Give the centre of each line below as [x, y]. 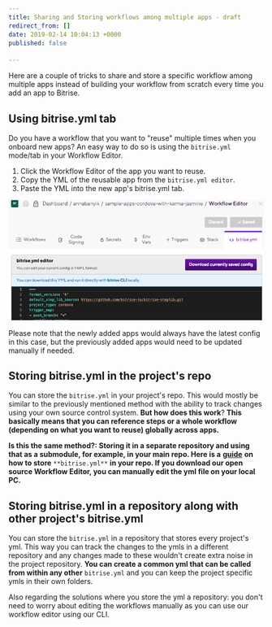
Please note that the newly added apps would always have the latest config [134, 333]
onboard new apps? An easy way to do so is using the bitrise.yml [120, 146]
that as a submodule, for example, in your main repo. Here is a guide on [131, 455]
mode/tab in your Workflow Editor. [66, 155]
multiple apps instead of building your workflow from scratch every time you [136, 85]
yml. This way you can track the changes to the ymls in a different [119, 547]
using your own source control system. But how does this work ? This [125, 413]
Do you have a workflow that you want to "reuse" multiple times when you [132, 137]
